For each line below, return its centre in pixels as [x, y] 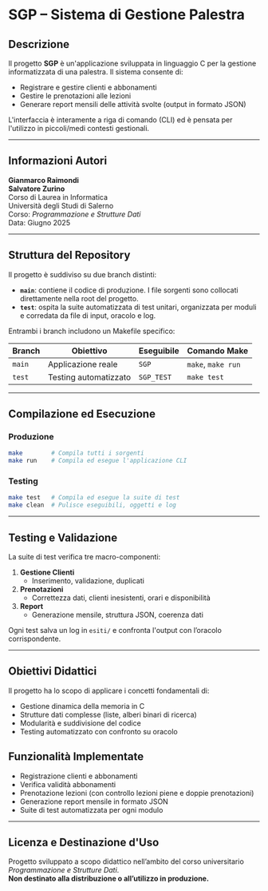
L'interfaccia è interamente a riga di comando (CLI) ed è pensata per [120, 120]
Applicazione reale [83, 364]
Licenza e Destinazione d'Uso [84, 842]
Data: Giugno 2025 [39, 222]
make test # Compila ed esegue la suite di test [94, 498]
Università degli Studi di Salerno [61, 205]
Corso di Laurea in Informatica [58, 197]
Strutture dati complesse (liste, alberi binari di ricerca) [108, 714]
